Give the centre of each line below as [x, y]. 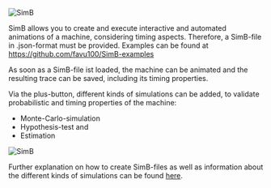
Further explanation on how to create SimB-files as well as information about [136, 167]
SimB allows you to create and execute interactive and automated [117, 28]
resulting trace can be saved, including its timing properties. [108, 78]
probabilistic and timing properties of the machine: [93, 103]
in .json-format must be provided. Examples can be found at [108, 45]
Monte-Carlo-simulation [60, 118]
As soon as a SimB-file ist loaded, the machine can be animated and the [128, 70]
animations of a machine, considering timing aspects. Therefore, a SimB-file [135, 37]
